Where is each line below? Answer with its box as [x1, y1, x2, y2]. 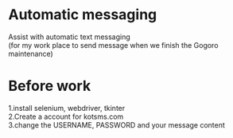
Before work [8, 77, 91, 95]
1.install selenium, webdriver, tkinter [8, 103, 126, 112]
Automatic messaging [8, 6, 157, 24]
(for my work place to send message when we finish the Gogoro [8, 40, 219, 49]
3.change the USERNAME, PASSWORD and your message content [8, 120, 225, 129]
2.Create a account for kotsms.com [8, 112, 124, 121]
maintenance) [8, 49, 53, 58]
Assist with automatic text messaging [8, 32, 131, 41]
